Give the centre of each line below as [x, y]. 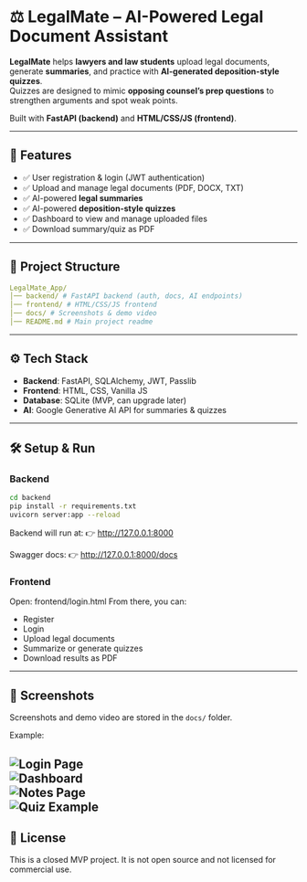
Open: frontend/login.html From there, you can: [98, 601]
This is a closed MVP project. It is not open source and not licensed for [143, 860]
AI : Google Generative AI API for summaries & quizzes [124, 409]
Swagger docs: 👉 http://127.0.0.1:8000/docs [94, 555]
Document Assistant [89, 36]
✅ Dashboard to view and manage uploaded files [115, 218]
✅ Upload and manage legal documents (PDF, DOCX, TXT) [133, 187]
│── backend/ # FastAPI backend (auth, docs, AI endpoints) [127, 296]
